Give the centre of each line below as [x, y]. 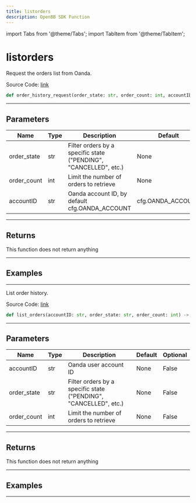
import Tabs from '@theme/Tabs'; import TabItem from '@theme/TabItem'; [96, 33]
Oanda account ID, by [97, 194]
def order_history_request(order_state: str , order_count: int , [86, 95]
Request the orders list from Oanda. [49, 73]
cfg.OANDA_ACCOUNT [99, 208]
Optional [175, 355]
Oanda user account [96, 365]
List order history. [27, 292]
